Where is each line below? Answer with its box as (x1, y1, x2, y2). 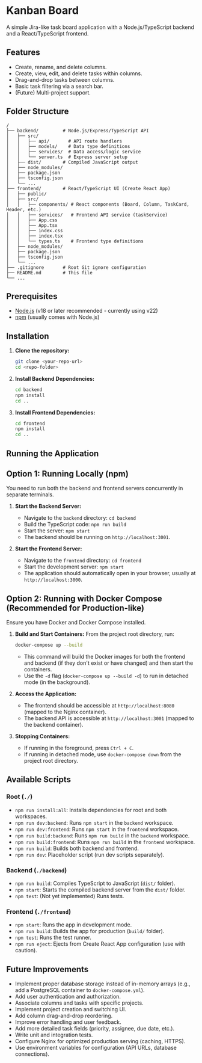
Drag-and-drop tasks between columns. (14, 76, 115, 83)
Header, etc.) (6, 206, 42, 212)
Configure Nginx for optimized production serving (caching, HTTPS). (14, 1038, 186, 1045)
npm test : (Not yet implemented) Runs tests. (14, 893, 124, 900)
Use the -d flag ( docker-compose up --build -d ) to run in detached (23, 672, 189, 680)
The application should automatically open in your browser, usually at (23, 570, 196, 577)
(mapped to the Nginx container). (23, 708, 107, 716)
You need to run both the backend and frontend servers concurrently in (6, 485, 183, 492)
